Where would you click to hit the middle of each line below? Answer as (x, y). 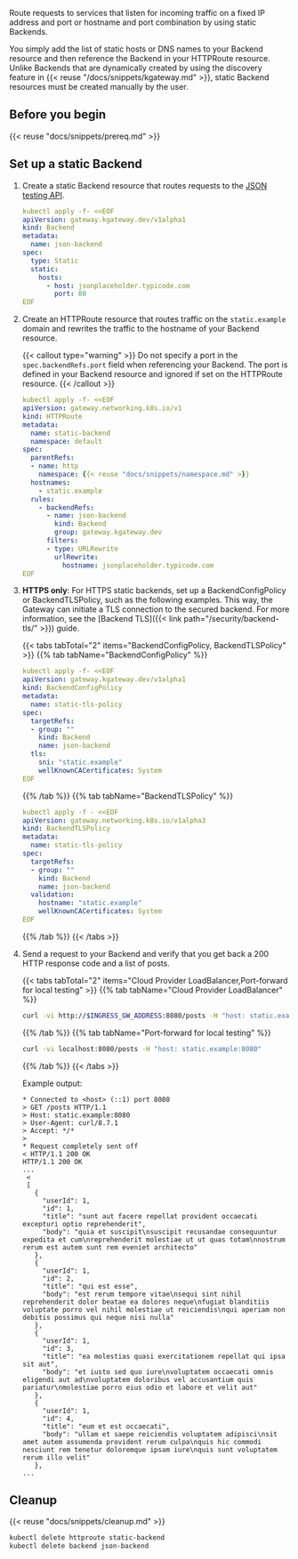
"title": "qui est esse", (90, 1286)
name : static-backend (71, 433)
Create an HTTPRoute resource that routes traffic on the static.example (154, 319)
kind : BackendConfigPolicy (72, 688)
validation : (52, 895)
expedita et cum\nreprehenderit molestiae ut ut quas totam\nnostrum (154, 1240)
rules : (43, 499)
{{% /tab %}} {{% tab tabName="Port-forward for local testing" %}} (146, 1033)
